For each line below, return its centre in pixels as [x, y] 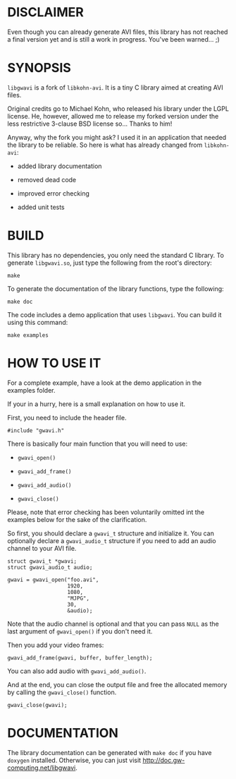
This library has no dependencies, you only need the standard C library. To [116, 255]
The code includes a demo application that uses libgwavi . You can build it [114, 314]
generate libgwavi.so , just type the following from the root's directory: [110, 263]
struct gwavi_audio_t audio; [50, 567]
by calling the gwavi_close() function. [62, 692]
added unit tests [41, 207]
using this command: [38, 322]
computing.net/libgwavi [42, 768]
